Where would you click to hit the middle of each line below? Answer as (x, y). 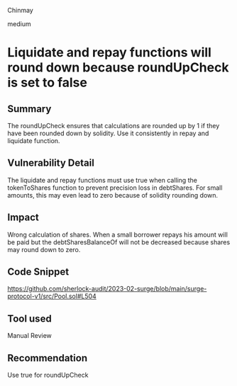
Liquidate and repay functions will (109, 53)
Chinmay (20, 10)
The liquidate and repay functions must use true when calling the (102, 180)
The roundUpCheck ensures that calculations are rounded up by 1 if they (114, 126)
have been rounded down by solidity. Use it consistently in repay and (108, 133)
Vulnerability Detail (51, 163)
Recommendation (47, 358)
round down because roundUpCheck (118, 68)
